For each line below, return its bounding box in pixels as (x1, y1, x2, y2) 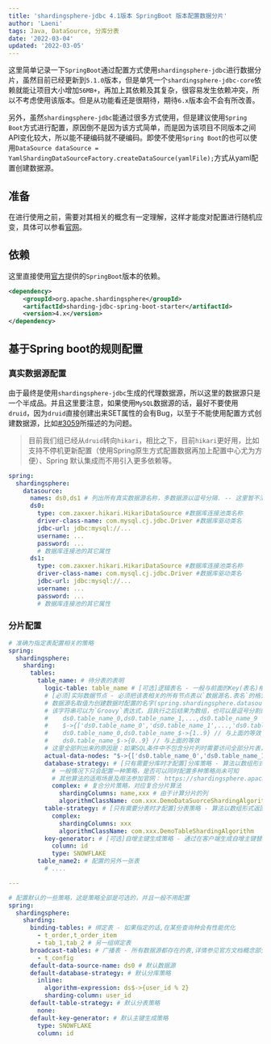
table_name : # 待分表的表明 (37, 677, 124, 685)
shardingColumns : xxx (59, 819, 131, 827)
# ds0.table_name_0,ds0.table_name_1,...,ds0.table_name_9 (44, 714, 258, 722)
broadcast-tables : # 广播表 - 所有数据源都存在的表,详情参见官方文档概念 (29, 946, 256, 954)
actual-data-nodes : (44, 751, 110, 760)
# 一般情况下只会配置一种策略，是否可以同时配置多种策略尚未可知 (51, 767, 240, 775)
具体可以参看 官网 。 (22, 222, 86, 231)
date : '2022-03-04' (8, 34, 74, 43)
